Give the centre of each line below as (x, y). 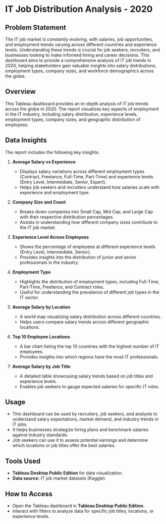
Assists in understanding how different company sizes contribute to (89, 222)
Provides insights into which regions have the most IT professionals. (89, 357)
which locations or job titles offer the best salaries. (64, 445)
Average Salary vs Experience (44, 161)
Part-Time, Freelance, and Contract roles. (62, 287)
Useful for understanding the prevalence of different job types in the (89, 292)
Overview (21, 92)
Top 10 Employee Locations (41, 337)
